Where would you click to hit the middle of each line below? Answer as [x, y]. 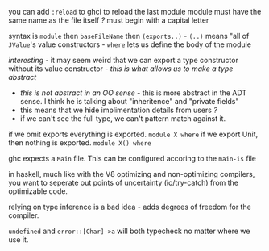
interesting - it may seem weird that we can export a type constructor [124, 60]
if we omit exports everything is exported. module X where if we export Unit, [133, 134]
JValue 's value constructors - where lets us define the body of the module [130, 44]
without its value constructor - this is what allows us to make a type [121, 69]
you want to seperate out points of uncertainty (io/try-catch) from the [124, 182]
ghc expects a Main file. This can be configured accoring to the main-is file [132, 158]
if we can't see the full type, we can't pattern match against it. [123, 119]
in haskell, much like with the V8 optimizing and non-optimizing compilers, [132, 174]
